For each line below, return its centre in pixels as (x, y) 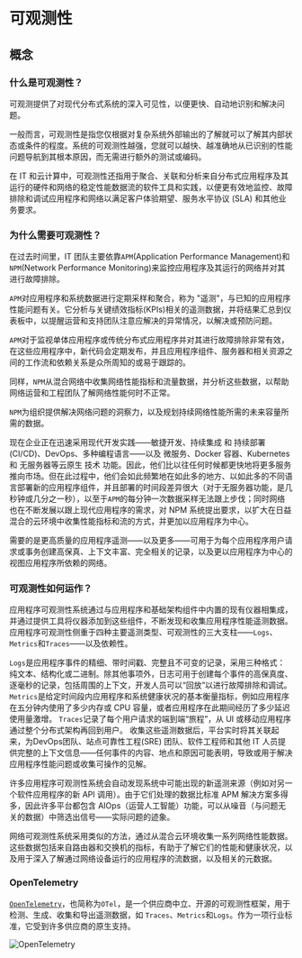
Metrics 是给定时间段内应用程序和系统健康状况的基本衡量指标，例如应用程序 (150, 697)
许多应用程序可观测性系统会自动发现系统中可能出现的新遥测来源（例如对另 (147, 783)
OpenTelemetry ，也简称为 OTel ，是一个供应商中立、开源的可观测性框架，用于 (150, 903)
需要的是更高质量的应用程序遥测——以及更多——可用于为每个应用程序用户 (147, 541)
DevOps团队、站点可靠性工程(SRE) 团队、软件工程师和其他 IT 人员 (155, 742)
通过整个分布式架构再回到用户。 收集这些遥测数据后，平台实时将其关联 (140, 730)
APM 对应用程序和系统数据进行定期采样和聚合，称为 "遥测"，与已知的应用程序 (150, 298)
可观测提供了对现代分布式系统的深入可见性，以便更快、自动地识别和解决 (143, 104)
